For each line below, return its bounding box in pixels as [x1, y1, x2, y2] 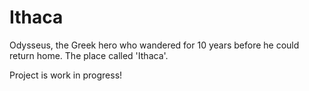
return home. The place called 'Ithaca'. [9, 49, 169, 61]
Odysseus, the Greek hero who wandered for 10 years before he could [9, 39, 300, 51]
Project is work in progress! [9, 69, 123, 81]
